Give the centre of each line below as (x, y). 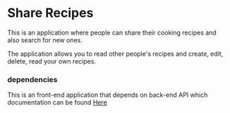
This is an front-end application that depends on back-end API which (108, 95)
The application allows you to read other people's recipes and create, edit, (115, 54)
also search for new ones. (45, 40)
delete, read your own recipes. (52, 61)
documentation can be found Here (57, 102)
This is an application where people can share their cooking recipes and (112, 32)
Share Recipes (50, 13)
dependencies (32, 79)
